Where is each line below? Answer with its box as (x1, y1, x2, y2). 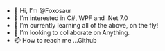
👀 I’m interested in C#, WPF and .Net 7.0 (13, 14, 128, 22)
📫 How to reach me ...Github (13, 37, 97, 44)
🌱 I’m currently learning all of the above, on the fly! (13, 21, 159, 29)
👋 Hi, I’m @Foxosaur (13, 7, 71, 14)
